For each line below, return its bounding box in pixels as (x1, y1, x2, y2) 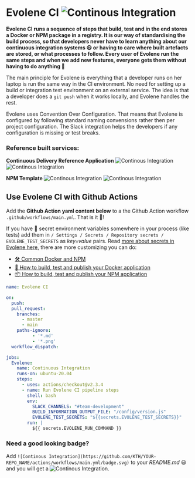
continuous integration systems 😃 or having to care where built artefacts (6, 44, 189, 51)
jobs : (6, 354, 19, 361)
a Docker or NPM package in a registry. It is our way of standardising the (6, 31, 186, 38)
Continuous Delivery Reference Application (6, 157, 114, 164)
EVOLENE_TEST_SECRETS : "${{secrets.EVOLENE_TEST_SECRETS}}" (32, 415, 182, 420)
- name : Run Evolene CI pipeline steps (21, 387, 119, 393)
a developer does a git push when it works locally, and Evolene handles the (6, 93, 189, 100)
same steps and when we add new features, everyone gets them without (6, 56, 187, 63)
